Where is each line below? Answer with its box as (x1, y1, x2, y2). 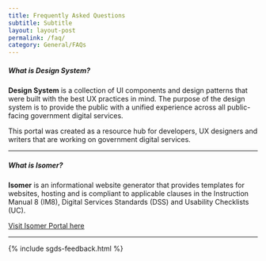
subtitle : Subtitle (8, 19, 73, 27)
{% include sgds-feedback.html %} (8, 244, 124, 254)
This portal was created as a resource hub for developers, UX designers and (8, 126, 258, 136)
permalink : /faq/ (8, 33, 66, 42)
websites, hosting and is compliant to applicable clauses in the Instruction (8, 189, 249, 198)
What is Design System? (8, 65, 91, 75)
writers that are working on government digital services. (8, 135, 192, 144)
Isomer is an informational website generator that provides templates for (8, 180, 245, 190)
